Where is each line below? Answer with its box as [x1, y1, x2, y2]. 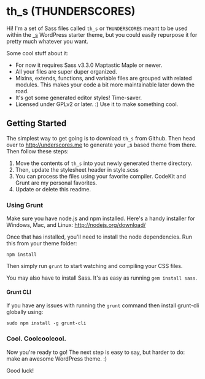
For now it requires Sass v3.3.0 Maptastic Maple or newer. [15, 61, 163, 69]
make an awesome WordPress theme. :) [6, 354, 107, 362]
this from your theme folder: [6, 240, 77, 247]
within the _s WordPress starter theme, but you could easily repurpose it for [6, 31, 198, 38]
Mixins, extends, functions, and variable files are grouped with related [15, 74, 192, 82]
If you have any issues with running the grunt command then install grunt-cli [6, 302, 199, 309]
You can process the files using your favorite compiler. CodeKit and [15, 172, 186, 180]
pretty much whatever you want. [6, 37, 89, 45]
